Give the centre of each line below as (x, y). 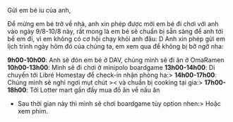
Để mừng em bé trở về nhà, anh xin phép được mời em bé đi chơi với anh (113, 24)
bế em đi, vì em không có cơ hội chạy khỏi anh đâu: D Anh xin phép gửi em (116, 39)
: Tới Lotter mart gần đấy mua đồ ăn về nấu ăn (93, 90)
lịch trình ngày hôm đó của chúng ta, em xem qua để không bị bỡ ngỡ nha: (115, 46)
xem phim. (33, 111)
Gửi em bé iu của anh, (39, 10)
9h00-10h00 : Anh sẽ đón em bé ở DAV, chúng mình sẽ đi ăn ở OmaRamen (116, 60)
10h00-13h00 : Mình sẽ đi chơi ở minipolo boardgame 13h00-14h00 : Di (111, 67)
